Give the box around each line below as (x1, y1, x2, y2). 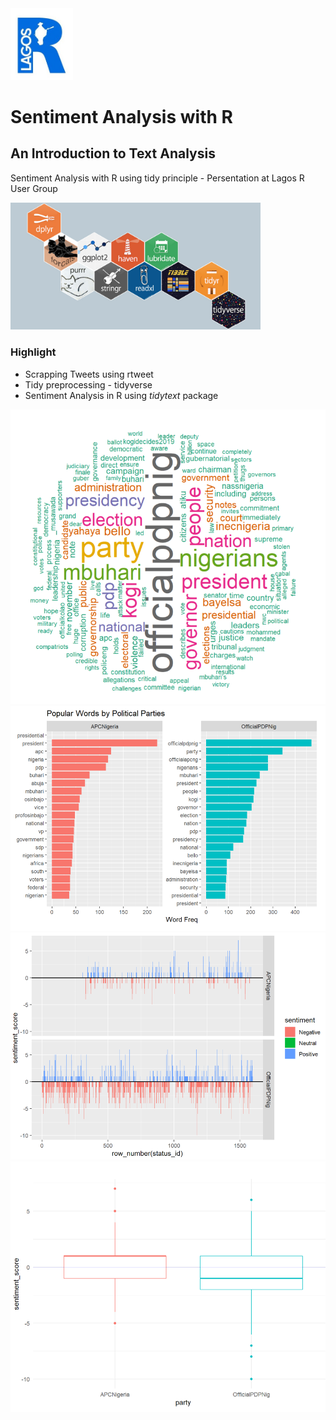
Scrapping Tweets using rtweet (24, 368, 154, 380)
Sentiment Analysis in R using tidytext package (24, 389, 219, 401)
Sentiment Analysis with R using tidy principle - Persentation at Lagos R (10, 172, 305, 184)
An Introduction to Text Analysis (10, 145, 216, 162)
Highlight (10, 345, 57, 359)
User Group (10, 182, 58, 194)
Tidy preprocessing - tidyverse (24, 378, 153, 391)
